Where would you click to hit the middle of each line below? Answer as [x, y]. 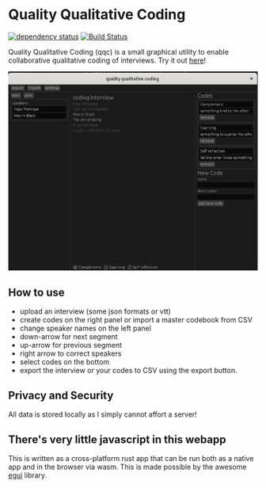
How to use [36, 292]
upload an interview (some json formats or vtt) [95, 311]
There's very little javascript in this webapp [118, 439]
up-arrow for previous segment [71, 345]
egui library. [28, 475]
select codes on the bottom [65, 362]
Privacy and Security [61, 395]
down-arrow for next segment [68, 337]
